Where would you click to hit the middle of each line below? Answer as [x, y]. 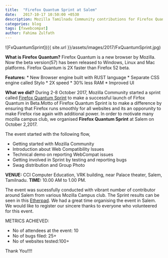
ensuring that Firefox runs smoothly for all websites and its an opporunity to [83, 108]
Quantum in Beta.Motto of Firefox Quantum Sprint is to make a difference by [83, 103]
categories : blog [23, 24]
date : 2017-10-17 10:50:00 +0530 [42, 15]
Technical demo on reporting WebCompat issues [63, 154]
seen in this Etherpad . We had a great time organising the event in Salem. [81, 200]
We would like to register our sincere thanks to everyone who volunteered [81, 206]
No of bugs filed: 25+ [34, 236]
